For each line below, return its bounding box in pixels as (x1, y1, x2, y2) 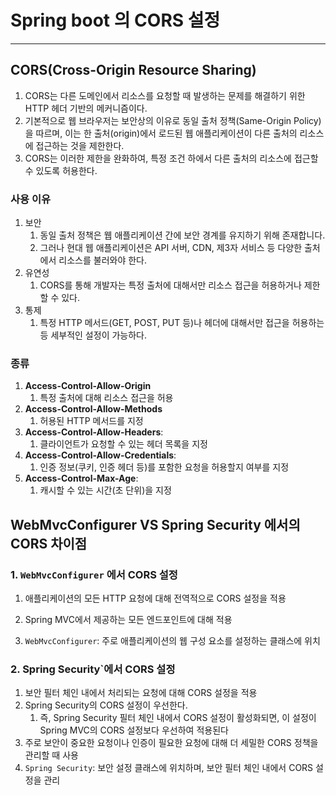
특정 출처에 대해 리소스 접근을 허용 (39, 392, 174, 404)
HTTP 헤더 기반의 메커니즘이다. (24, 102, 148, 114)
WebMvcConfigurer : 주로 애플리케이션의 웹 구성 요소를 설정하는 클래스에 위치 (24, 635, 321, 647)
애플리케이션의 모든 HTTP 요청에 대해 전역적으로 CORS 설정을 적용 (24, 592, 287, 605)
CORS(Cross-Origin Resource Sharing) (10, 62, 257, 79)
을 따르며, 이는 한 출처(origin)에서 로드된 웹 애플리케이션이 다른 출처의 (24, 127, 298, 139)
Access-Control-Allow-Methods (24, 403, 163, 415)
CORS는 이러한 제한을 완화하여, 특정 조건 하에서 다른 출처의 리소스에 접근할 (24, 152, 319, 164)
